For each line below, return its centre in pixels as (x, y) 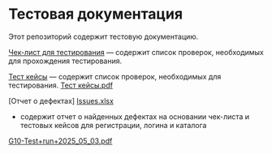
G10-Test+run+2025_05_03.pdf (60, 141)
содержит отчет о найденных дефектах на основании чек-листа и (135, 116)
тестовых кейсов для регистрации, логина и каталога (113, 125)
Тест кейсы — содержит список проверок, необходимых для (115, 76)
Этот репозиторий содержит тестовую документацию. (104, 36)
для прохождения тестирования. (65, 61)
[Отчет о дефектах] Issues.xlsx (61, 101)
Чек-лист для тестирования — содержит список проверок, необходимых (136, 52)
